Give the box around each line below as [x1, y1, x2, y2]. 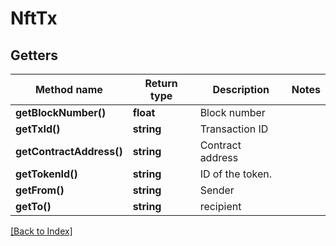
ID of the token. [199, 167, 273, 181]
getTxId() [15, 122, 61, 136]
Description [212, 83, 270, 96]
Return [144, 77, 178, 90]
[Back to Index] [10, 225, 73, 237]
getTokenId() [15, 167, 78, 181]
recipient [199, 200, 242, 213]
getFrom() [15, 183, 65, 197]
